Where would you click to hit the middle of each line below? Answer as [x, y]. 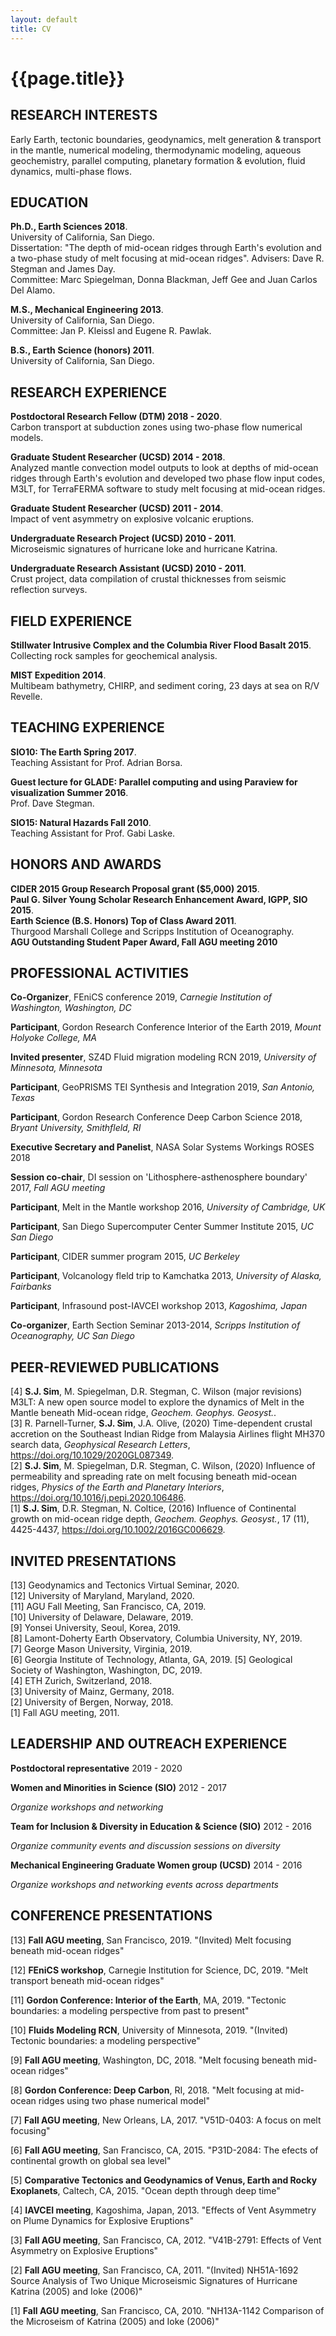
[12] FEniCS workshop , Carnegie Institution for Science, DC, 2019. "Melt [159, 1970]
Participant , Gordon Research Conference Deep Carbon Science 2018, [156, 1117]
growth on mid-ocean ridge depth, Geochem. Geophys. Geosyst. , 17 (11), [160, 1519]
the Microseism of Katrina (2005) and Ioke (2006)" [115, 2321]
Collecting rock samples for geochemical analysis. [114, 655]
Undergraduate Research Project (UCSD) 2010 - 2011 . [123, 538]
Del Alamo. [33, 290]
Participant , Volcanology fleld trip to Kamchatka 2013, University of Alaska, [166, 1276]
